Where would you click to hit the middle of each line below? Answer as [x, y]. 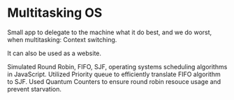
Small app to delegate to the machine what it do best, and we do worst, [110, 32]
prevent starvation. [34, 89]
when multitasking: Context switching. [62, 39]
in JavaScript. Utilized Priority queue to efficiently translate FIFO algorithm [114, 74]
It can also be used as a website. [54, 53]
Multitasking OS [55, 13]
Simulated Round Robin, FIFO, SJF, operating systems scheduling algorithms [117, 66]
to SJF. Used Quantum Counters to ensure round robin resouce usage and [114, 81]
